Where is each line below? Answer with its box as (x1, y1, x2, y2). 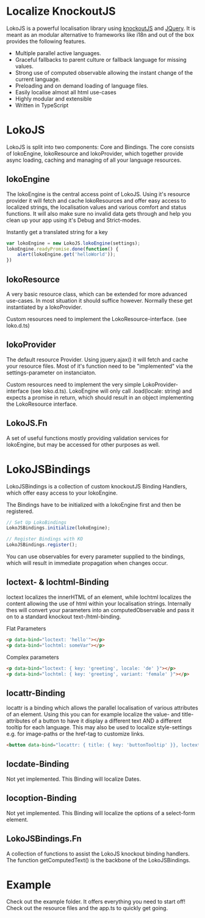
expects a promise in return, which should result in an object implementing (6, 393, 194, 401)
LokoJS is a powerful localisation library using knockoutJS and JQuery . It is (6, 25, 196, 32)
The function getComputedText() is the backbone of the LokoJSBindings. (6, 856, 191, 863)
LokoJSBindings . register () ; (6, 542, 78, 548)
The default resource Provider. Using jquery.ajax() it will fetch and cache (6, 355, 189, 363)
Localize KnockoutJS (6, 4, 116, 18)
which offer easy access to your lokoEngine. (6, 489, 118, 496)
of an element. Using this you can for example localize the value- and (6, 711, 181, 718)
